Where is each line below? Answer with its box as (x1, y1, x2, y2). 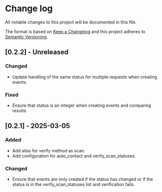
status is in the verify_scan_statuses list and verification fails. (12, 181, 135, 187)
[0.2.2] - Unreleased (5, 48, 69, 56)
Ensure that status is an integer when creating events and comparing (12, 102, 151, 108)
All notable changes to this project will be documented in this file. (5, 19, 137, 25)
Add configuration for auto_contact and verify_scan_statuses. (12, 153, 136, 159)
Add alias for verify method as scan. (12, 147, 86, 153)
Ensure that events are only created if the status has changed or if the (12, 176, 153, 182)
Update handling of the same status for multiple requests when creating (12, 74, 158, 80)
